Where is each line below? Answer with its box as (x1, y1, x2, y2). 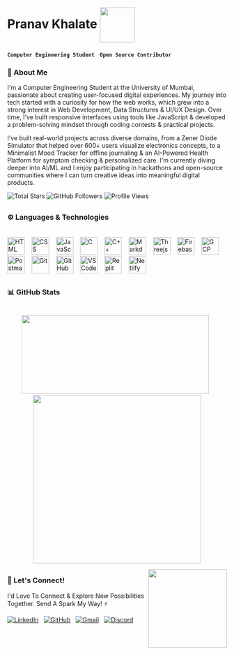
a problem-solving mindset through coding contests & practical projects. (7, 121, 215, 129)
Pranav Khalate (7, 16, 97, 31)
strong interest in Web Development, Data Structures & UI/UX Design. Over (7, 105, 222, 114)
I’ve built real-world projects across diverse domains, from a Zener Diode (7, 134, 217, 142)
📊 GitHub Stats (7, 287, 61, 297)
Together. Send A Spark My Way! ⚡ (7, 599, 108, 608)
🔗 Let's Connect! (7, 575, 65, 585)
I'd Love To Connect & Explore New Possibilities (7, 592, 145, 600)
